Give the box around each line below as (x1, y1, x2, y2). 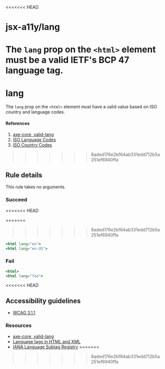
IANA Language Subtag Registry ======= (12, 344, 100, 350)
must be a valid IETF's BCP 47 (5, 54, 130, 66)
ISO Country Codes (12, 142, 52, 148)
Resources (5, 322, 32, 329)
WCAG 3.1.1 (12, 310, 36, 316)
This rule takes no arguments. (5, 184, 66, 190)
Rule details (5, 171, 42, 179)
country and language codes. (5, 109, 65, 115)
